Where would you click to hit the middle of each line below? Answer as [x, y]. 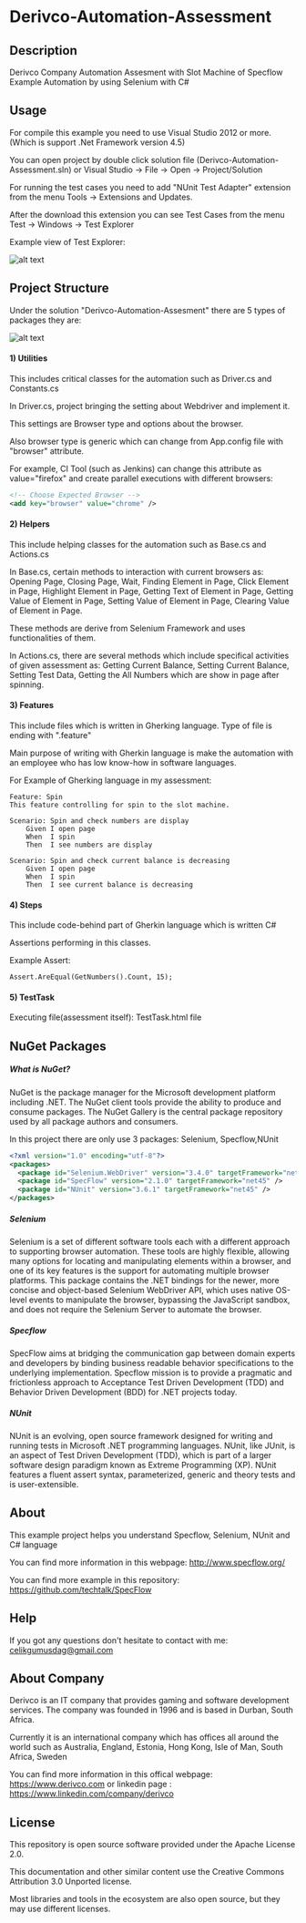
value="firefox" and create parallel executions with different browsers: [141, 478]
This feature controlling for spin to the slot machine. [120, 805]
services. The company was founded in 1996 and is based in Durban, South [152, 1710]
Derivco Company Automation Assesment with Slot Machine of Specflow [146, 72]
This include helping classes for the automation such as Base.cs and [138, 544]
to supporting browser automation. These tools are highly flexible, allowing [149, 1251]
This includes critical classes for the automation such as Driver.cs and [141, 378]
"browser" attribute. [47, 451]
